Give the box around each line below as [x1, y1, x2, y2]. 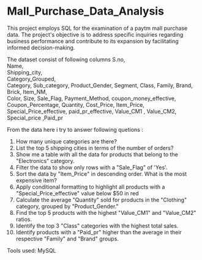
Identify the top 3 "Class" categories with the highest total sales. [15, 222, 179, 229]
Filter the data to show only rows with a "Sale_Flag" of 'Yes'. [15, 164, 168, 171]
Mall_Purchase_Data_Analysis [7, 4, 165, 18]
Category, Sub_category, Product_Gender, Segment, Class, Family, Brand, [7, 81, 193, 89]
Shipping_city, [7, 68, 42, 76]
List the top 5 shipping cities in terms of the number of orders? [15, 144, 174, 151]
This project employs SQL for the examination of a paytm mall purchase [7, 24, 188, 32]
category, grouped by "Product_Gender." [15, 203, 119, 210]
